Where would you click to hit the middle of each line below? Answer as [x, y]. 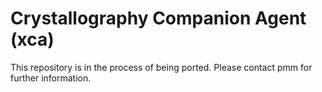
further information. [51, 78]
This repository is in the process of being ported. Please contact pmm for [161, 67]
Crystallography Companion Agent [158, 18]
